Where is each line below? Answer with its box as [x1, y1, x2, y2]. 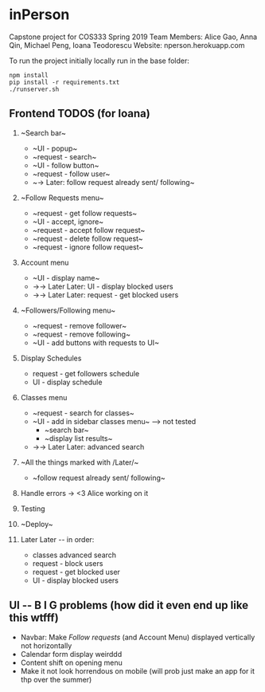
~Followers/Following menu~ [20, 305, 116, 315]
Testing [20, 504, 46, 513]
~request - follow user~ [32, 169, 111, 179]
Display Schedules [20, 353, 82, 363]
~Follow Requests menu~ [20, 193, 104, 202]
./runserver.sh [9, 85, 60, 93]
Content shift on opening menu [20, 658, 123, 667]
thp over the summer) [20, 674, 92, 684]
